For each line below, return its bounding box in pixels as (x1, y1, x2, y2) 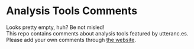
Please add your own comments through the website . (6, 36, 137, 43)
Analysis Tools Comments (6, 4, 138, 18)
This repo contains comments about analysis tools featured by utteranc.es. (6, 30, 189, 37)
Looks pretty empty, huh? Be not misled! (6, 24, 105, 31)
